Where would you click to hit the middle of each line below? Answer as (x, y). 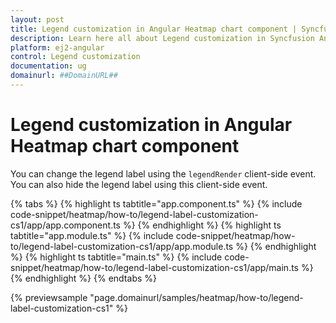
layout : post (37, 19)
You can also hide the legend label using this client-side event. (139, 184)
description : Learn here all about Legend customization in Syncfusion (162, 38)
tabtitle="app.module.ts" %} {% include (92, 235)
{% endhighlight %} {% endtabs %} (83, 278)
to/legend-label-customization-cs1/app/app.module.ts (122, 246)
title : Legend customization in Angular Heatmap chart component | (154, 29)
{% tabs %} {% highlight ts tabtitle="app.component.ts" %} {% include (156, 203)
